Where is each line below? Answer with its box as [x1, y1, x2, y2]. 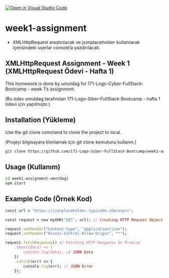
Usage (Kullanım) [5, 162, 60, 171]
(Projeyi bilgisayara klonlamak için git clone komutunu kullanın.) [5, 139, 137, 145]
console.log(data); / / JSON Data [23, 250, 94, 255]
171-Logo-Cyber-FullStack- [88, 80, 144, 86]
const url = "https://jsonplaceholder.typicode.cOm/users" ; [5, 208, 134, 213]
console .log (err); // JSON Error [23, 263, 94, 269]
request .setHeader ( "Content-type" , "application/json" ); [5, 226, 127, 231]
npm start [5, 181, 26, 186]
